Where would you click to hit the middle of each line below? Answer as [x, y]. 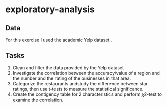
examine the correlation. [38, 100]
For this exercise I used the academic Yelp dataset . [59, 40]
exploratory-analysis [50, 9]
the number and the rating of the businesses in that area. [72, 78]
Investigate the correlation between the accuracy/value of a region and [86, 73]
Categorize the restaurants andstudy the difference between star [80, 83]
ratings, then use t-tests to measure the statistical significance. [78, 89]
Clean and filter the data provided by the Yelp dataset [68, 68]
